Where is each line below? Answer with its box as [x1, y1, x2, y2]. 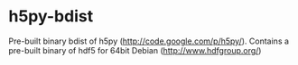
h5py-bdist [8, 6, 94, 27]
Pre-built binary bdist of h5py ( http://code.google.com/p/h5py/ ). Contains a [8, 36, 290, 46]
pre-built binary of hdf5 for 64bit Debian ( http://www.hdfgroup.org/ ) [8, 45, 262, 55]
